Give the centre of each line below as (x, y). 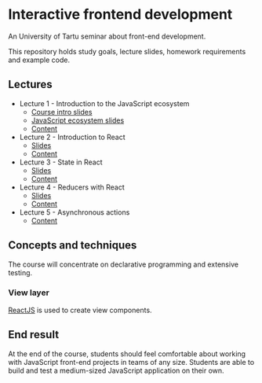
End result (34, 335)
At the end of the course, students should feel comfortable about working (127, 354)
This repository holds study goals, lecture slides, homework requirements (127, 51)
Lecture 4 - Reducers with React (72, 187)
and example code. (39, 60)
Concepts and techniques (73, 245)
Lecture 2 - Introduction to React (72, 137)
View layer (29, 293)
